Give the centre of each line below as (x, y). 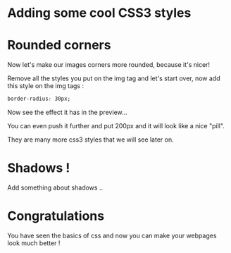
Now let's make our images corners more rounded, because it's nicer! (108, 65)
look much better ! (34, 243)
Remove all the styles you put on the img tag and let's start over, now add (114, 78)
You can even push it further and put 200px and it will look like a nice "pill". (116, 126)
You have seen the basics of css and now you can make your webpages (112, 235)
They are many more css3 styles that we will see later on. (90, 140)
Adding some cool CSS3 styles (99, 13)
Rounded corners (59, 45)
